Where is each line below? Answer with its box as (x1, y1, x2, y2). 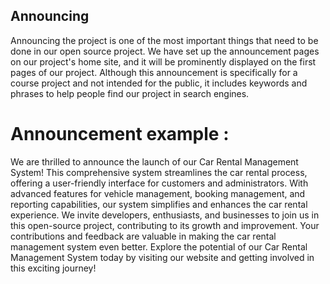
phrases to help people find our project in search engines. (10, 87, 250, 99)
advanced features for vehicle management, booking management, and (10, 187, 306, 199)
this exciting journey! (10, 262, 97, 274)
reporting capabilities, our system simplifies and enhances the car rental (10, 198, 308, 210)
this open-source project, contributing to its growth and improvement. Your (10, 219, 320, 231)
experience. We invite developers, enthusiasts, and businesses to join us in (10, 209, 320, 221)
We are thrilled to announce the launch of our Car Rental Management (10, 155, 299, 168)
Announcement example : (10, 123, 230, 145)
